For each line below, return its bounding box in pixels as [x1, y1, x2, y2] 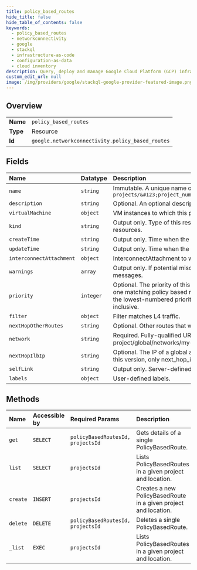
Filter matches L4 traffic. [113, 312, 181, 320]
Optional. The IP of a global [113, 348, 188, 356]
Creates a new [135, 484, 176, 493]
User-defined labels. [113, 374, 171, 383]
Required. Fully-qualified [113, 331, 182, 339]
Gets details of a [135, 429, 181, 437]
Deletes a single [135, 516, 181, 524]
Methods [6, 394, 40, 404]
